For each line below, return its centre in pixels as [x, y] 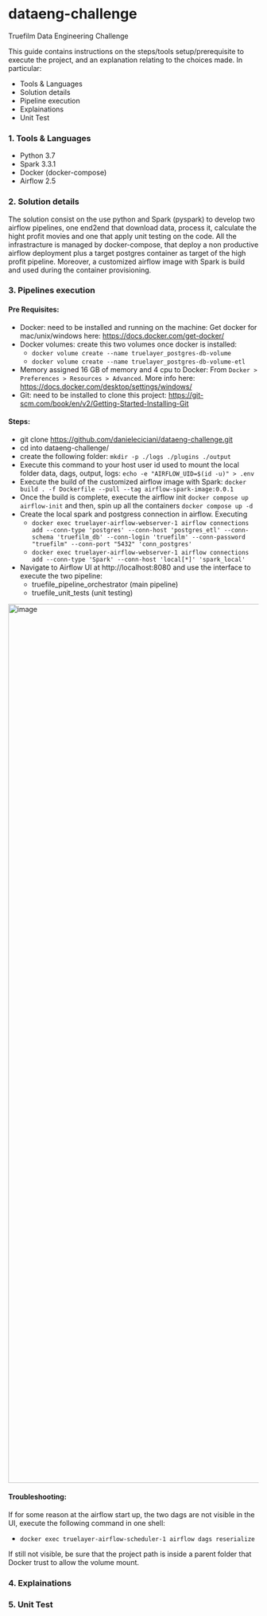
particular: [25, 68]
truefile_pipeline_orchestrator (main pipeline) [105, 584]
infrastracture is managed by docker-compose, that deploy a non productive [133, 245]
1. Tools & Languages [50, 138]
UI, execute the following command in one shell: [87, 1524]
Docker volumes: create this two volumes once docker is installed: [128, 344]
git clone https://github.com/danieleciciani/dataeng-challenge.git [126, 439]
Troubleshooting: [38, 1497]
